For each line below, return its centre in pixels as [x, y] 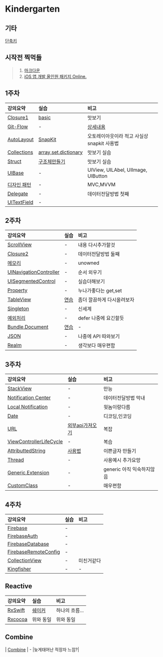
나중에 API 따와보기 [99, 337]
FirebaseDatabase [28, 544]
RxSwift [16, 610]
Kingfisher [19, 569]
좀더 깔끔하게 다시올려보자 [106, 300]
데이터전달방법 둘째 [99, 254]
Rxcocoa [17, 619]
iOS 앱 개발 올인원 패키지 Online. [55, 76]
